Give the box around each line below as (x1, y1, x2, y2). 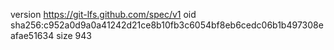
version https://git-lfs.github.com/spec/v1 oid (10, 9, 197, 20)
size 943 (56, 30, 92, 41)
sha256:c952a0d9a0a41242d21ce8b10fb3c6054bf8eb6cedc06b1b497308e (10, 19, 324, 31)
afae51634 (10, 30, 55, 41)
